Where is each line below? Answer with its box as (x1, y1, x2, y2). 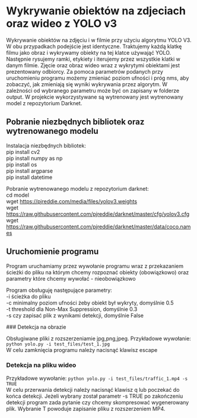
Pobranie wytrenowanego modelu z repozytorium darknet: (6, 185, 150, 192)
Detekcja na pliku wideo (6, 361, 77, 369)
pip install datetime (6, 174, 53, 181)
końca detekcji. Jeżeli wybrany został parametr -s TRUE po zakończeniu (6, 392, 183, 400)
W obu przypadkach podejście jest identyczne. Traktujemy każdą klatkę (6, 43, 182, 50)
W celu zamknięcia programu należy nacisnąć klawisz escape (6, 346, 158, 353)
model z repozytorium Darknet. (6, 99, 82, 106)
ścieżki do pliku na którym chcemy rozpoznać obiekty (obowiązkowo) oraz (6, 269, 189, 276)
